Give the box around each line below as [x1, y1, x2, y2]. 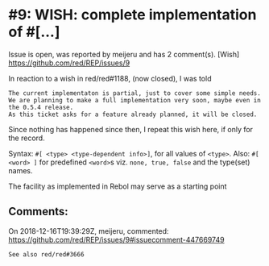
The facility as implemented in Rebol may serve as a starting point [8, 181, 227, 191]
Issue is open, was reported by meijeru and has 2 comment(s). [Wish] [8, 49, 240, 59]
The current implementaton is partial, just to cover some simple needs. [8, 89, 262, 98]
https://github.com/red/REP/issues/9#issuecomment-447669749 [8, 235, 225, 244]
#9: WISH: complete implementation [8, 6, 257, 24]
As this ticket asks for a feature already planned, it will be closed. [8, 110, 258, 118]
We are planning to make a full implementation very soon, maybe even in [8, 96, 262, 104]
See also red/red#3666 [8, 250, 85, 259]
